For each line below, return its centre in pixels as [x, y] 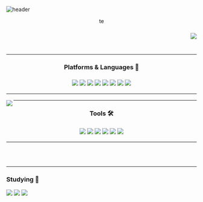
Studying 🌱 [23, 180]
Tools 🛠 [101, 113]
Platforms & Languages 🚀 [101, 67]
